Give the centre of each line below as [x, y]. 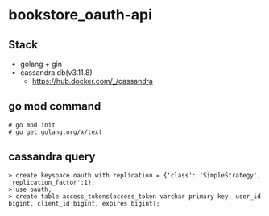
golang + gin [41, 64]
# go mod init [32, 125]
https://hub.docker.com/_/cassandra [92, 81]
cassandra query [52, 157]
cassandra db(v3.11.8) [56, 73]
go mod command [55, 106]
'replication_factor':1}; [52, 182]
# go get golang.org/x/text [56, 132]
